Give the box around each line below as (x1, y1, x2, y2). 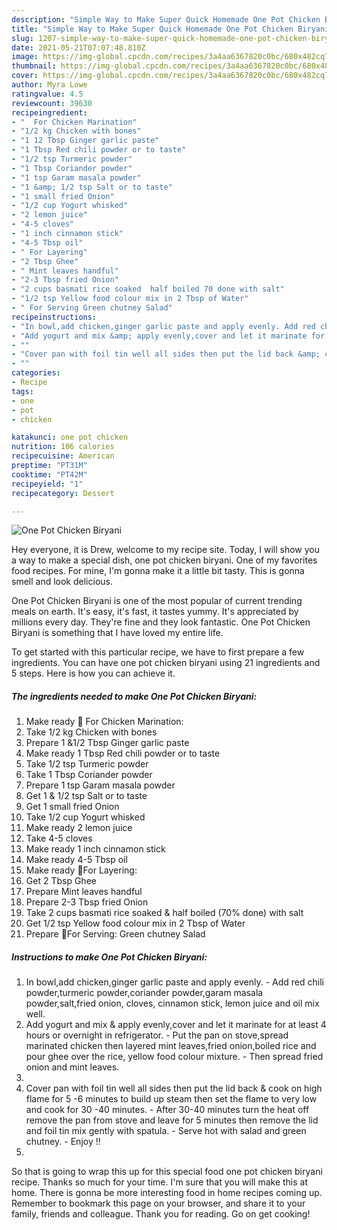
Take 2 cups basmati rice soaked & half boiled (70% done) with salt (25, 907, 304, 919)
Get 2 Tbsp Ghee (25, 875, 97, 887)
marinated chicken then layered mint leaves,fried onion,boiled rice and (25, 1040, 317, 1052)
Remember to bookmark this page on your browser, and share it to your (11, 1197, 306, 1210)
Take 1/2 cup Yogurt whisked (25, 811, 146, 823)
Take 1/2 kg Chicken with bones (25, 726, 158, 738)
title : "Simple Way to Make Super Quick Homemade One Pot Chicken (11, 24, 294, 34)
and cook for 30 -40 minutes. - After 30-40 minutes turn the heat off (25, 1104, 310, 1116)
